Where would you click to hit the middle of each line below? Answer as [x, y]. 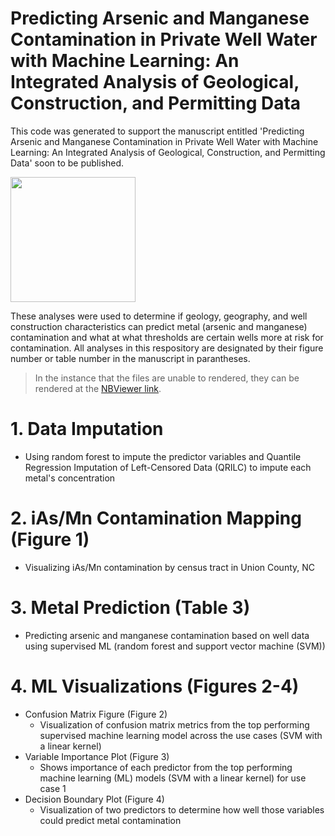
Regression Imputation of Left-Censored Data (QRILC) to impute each [168, 467]
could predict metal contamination [110, 820]
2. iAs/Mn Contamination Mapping [156, 518]
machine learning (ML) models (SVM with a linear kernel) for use [173, 778]
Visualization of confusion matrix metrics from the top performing [174, 724]
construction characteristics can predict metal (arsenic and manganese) [159, 326]
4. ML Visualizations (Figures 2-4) [155, 686]
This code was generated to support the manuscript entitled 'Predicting [157, 131]
